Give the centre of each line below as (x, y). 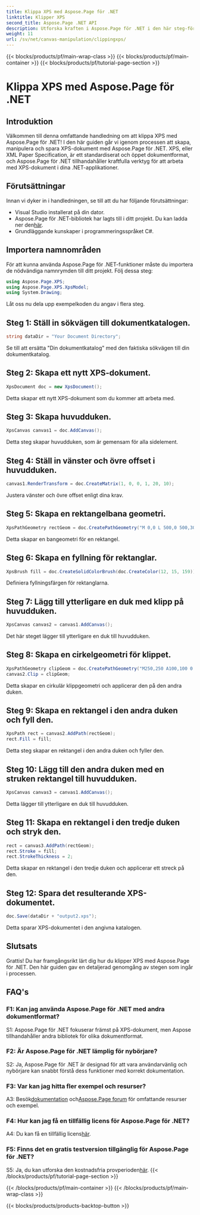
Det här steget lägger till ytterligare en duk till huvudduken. (78, 636)
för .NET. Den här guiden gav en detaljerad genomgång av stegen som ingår (100, 967)
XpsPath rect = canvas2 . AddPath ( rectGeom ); (61, 734)
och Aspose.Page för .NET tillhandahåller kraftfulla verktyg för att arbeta (95, 161)
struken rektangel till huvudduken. (71, 779)
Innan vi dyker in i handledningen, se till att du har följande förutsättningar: (97, 200)
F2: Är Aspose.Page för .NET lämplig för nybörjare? (82, 1052)
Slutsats (22, 946)
